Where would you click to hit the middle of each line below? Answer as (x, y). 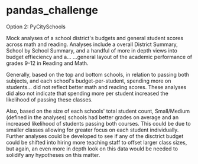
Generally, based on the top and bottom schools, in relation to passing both (98, 74)
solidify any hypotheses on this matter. (53, 155)
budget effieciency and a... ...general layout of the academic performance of (99, 57)
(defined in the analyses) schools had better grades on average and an (92, 117)
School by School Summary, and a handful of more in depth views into (92, 50)
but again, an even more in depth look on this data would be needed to (92, 149)
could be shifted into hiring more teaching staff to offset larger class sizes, (97, 142)
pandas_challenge (52, 10)
